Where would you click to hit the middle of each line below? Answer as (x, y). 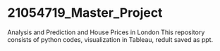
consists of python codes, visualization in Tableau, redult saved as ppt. (110, 39)
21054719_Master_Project (85, 13)
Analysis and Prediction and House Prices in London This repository (106, 32)
